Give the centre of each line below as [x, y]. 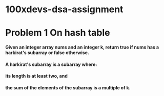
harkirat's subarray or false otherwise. [47, 53]
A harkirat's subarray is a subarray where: [51, 64]
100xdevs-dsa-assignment [64, 9]
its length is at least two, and [36, 76]
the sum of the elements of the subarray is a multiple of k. [68, 87]
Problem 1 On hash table [58, 33]
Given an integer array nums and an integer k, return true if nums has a [82, 47]
